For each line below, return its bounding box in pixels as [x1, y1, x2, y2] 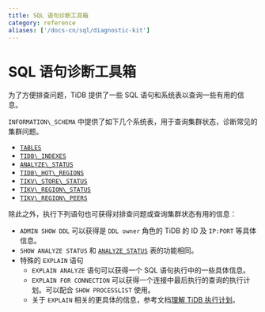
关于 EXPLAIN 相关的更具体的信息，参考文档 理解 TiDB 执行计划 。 [31, 295, 240, 305]
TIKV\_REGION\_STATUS [19, 186, 91, 194]
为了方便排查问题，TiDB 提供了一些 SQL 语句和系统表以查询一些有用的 [8, 90, 238, 100]
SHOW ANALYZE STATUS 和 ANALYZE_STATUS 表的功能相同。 [19, 246, 199, 255]
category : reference [8, 19, 77, 27]
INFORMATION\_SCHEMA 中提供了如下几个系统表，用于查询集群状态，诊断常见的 [8, 117, 258, 126]
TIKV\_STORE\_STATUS [19, 178, 88, 186]
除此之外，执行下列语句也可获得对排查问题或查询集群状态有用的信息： [8, 209, 237, 219]
